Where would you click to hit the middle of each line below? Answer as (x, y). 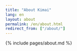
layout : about (21, 19)
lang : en (15, 15)
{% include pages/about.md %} (39, 43)
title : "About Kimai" (28, 10)
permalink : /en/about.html (34, 24)
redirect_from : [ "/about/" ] (35, 29)
